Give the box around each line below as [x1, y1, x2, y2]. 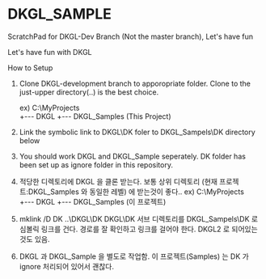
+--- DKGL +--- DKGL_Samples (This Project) [19, 111, 171, 121]
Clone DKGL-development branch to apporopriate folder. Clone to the [19, 78, 251, 88]
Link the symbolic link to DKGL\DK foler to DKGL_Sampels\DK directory [19, 127, 255, 137]
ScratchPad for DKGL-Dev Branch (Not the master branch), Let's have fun [7, 32, 254, 41]
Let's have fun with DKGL [7, 47, 92, 57]
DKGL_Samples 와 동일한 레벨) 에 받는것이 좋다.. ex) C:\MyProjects [27, 187, 244, 197]
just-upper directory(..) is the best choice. [19, 87, 159, 97]
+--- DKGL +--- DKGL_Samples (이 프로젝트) [19, 197, 167, 206]
